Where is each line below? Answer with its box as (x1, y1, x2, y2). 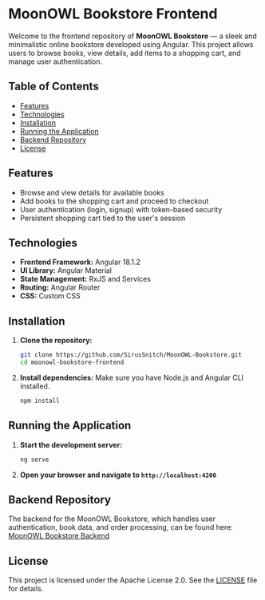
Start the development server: (19, 440, 123, 449)
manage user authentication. (8, 57, 103, 66)
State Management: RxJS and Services (19, 274, 152, 284)
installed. (19, 381, 50, 391)
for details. (8, 584, 44, 594)
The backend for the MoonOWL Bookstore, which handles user (8, 514, 216, 523)
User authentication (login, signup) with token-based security (19, 204, 223, 214)
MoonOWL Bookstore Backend (8, 531, 110, 541)
